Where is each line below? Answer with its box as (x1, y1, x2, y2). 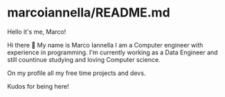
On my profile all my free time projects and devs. (7, 69, 146, 77)
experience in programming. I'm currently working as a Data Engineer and (7, 48, 218, 56)
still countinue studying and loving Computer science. (7, 55, 161, 63)
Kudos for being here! (7, 82, 69, 90)
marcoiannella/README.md (7, 5, 171, 21)
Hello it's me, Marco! (7, 28, 66, 36)
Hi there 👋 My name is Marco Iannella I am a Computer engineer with (7, 41, 204, 49)
